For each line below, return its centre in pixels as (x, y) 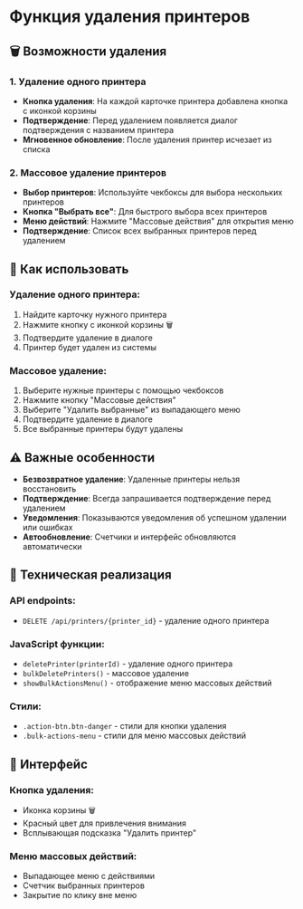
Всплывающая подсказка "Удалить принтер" (109, 832)
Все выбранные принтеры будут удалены (103, 429)
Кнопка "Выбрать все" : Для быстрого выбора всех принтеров (145, 212)
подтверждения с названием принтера (98, 129)
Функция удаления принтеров (130, 17)
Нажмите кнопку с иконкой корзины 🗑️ (98, 324)
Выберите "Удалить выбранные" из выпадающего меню (132, 410)
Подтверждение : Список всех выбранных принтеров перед (139, 231)
